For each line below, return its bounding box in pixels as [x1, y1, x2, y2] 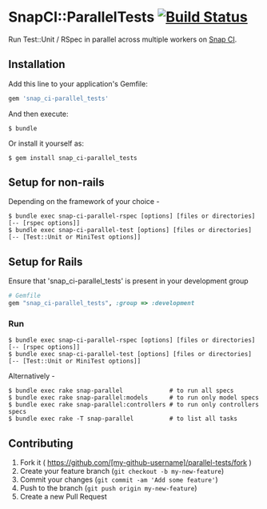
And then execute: [8, 109, 69, 118]
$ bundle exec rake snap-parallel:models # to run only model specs [8, 394, 260, 402]
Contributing [8, 436, 74, 450]
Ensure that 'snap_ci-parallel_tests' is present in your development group [8, 276, 249, 286]
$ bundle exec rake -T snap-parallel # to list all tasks [8, 415, 238, 423]
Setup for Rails [8, 254, 83, 268]
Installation [8, 58, 66, 71]
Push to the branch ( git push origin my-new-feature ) [19, 483, 197, 493]
